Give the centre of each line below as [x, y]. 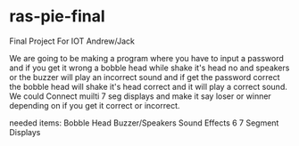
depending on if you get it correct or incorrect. [95, 105]
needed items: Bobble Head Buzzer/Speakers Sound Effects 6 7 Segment [144, 123]
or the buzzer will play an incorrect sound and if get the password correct [145, 77]
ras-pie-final [57, 16]
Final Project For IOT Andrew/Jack [72, 41]
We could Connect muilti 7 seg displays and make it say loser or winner [141, 96]
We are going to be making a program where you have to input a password [146, 58]
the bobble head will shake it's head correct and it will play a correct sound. [148, 86]
